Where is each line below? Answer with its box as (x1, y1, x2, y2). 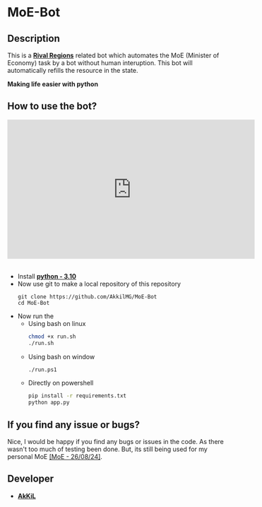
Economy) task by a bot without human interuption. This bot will (7, 59, 193, 67)
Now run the (17, 312, 54, 320)
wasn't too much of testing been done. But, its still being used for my (7, 445, 208, 453)
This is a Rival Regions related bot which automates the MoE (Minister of (7, 51, 220, 59)
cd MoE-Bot (17, 299, 50, 306)
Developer (7, 473, 54, 485)
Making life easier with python (7, 80, 99, 88)
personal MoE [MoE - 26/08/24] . (7, 453, 102, 460)
